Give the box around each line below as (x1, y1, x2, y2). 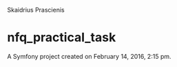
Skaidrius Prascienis (7, 6, 65, 14)
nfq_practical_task (7, 30, 116, 45)
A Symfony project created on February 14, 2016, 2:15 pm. (7, 52, 171, 60)
